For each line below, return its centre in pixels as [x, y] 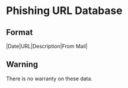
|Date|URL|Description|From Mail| [47, 46]
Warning [22, 64]
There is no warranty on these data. [49, 78]
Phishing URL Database [64, 11]
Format [20, 32]
